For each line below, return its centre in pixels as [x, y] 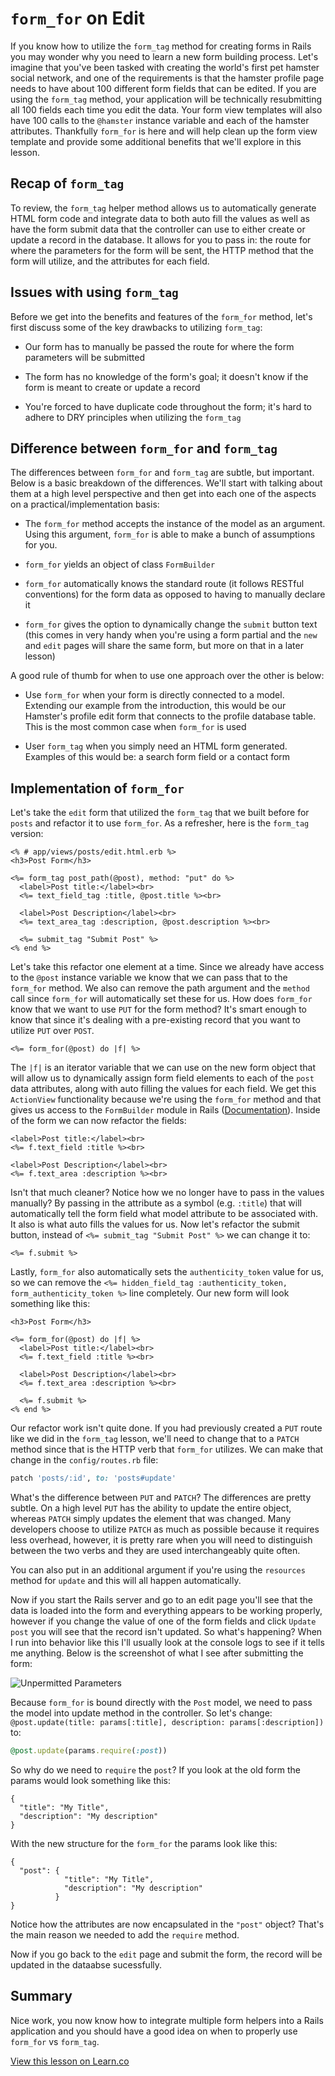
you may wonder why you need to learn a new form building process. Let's [164, 56]
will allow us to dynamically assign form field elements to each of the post [162, 1078]
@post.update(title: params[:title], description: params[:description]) [167, 1723]
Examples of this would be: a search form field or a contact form [157, 757]
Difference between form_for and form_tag [144, 448]
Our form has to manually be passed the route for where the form [159, 346]
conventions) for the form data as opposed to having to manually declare [175, 594]
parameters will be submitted [85, 357]
